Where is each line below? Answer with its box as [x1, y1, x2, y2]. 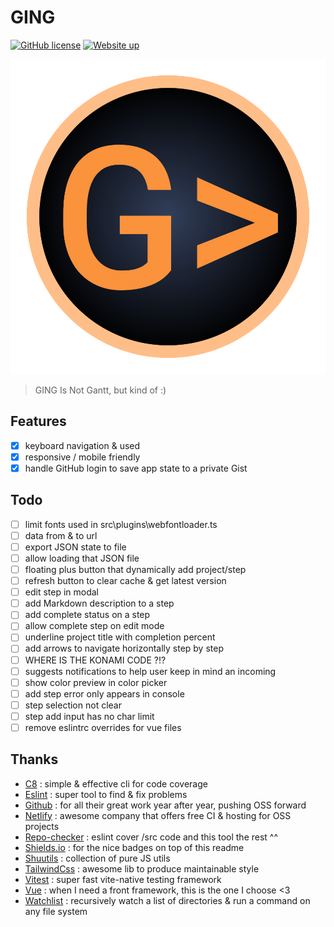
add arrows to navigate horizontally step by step [24, 642, 224, 655]
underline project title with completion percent [24, 631, 216, 643]
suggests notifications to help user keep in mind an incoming [24, 665, 277, 677]
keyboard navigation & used [24, 439, 141, 451]
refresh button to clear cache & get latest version [24, 575, 227, 587]
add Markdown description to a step [24, 597, 175, 610]
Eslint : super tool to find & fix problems [24, 788, 188, 800]
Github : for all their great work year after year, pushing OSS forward [24, 799, 307, 811]
